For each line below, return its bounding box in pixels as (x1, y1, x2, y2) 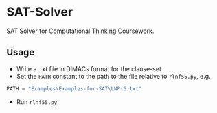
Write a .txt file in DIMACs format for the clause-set (16, 64, 162, 73)
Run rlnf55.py (16, 97, 58, 106)
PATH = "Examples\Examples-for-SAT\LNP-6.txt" (6, 85, 142, 92)
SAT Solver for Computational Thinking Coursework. (6, 27, 155, 35)
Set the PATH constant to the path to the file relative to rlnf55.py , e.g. (16, 72, 211, 80)
